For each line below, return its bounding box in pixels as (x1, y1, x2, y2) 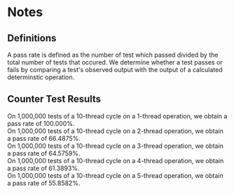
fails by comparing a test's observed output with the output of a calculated (7, 66, 223, 74)
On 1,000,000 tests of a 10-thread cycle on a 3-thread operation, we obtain (7, 141, 224, 150)
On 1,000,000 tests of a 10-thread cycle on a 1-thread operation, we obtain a (7, 111, 228, 120)
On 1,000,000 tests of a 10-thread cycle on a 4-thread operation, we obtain (7, 156, 224, 165)
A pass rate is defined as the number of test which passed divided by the (7, 50, 219, 59)
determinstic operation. (7, 73, 75, 81)
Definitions (7, 32, 57, 44)
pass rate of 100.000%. (7, 119, 75, 127)
